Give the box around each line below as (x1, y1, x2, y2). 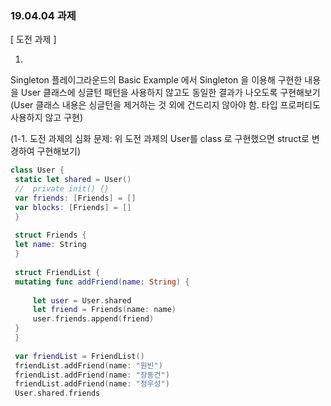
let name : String (14, 240, 87, 250)
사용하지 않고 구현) (10, 112, 84, 124)
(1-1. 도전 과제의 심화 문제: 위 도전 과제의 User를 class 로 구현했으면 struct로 (10, 133, 310, 145)
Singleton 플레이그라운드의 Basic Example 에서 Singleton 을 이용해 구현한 (10, 74, 303, 86)
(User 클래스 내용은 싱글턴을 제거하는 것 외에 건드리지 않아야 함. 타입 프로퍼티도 (10, 99, 321, 111)
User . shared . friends (14, 388, 101, 399)
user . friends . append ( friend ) (32, 314, 155, 324)
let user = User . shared (32, 295, 132, 306)
